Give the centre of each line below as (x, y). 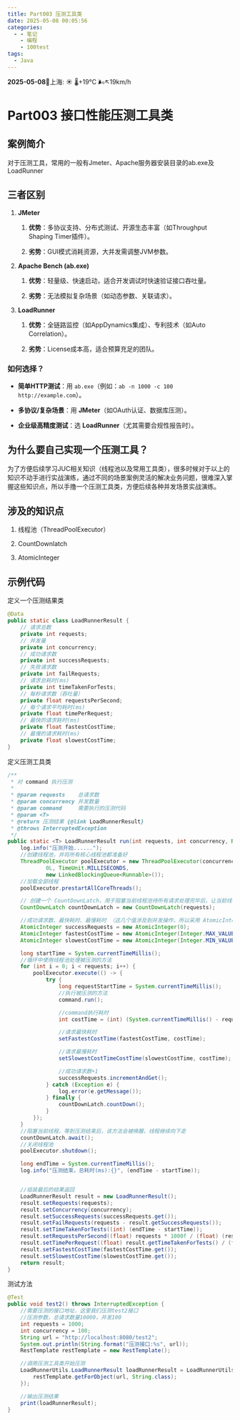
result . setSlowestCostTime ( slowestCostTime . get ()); (99, 1256)
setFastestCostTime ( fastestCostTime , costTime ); (132, 1039)
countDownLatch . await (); (57, 1138)
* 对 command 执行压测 (41, 782)
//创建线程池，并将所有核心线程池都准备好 (74, 855)
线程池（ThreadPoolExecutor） (64, 530)
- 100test (35, 47)
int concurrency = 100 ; (56, 1331)
